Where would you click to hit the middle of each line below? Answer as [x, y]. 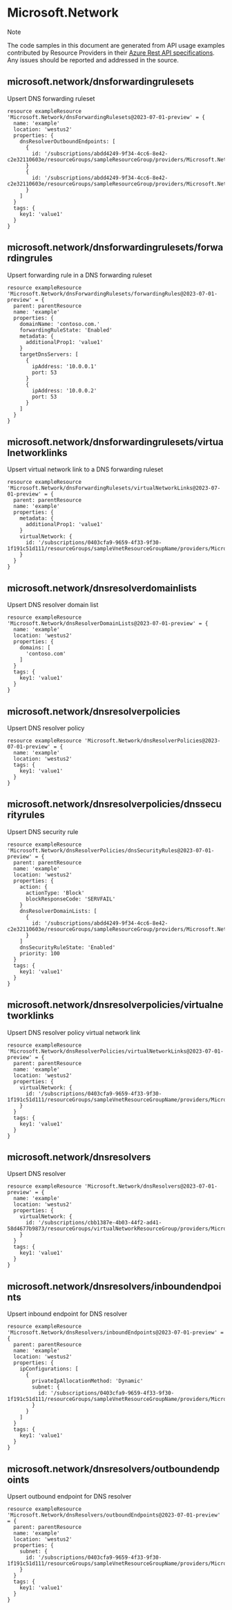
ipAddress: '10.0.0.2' [65, 390]
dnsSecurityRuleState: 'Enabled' [68, 947]
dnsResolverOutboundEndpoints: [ [68, 141]
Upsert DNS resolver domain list [53, 605]
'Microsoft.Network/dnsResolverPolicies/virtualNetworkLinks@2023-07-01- [116, 1051]
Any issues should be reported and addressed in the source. [93, 60]
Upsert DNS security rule [43, 831]
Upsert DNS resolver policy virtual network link [74, 1032]
